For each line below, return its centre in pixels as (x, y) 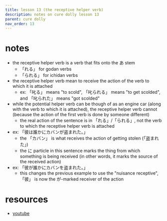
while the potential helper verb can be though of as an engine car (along (86, 104)
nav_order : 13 (20, 24)
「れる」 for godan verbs (46, 69)
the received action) (40, 162)
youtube (21, 214)
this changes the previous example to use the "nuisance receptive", (89, 173)
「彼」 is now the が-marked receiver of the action (72, 179)
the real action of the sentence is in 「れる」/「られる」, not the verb (91, 121)
